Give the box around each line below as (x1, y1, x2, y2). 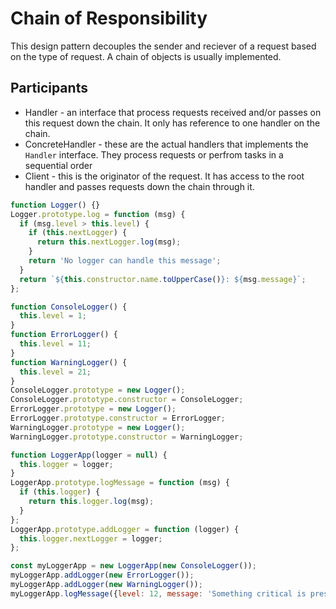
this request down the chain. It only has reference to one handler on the (24, 117, 321, 129)
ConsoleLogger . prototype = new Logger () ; (10, 385, 186, 396)
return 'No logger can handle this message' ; (28, 256, 222, 266)
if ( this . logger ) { (19, 487, 101, 497)
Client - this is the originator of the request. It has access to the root (24, 170, 305, 182)
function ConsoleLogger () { (10, 302, 128, 312)
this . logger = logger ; (19, 459, 114, 469)
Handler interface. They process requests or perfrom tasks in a (24, 148, 284, 161)
